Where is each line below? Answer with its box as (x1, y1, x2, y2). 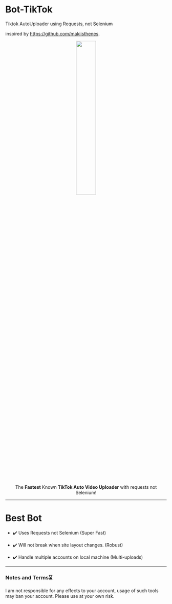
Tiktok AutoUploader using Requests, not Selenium (5, 21, 113, 27)
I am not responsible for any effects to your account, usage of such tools (5, 588, 159, 594)
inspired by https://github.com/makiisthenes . (5, 30, 100, 37)
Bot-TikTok (5, 4, 53, 15)
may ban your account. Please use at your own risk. (5, 593, 115, 599)
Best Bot (5, 512, 42, 524)
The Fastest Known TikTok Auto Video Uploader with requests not (15, 484, 157, 490)
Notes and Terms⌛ (5, 574, 53, 581)
